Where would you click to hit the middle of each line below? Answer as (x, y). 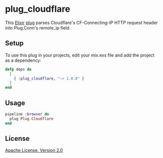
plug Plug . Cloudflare (32, 119)
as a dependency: (23, 60)
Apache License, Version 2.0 (34, 150)
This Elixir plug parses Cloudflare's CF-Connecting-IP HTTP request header (81, 23)
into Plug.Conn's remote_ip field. (38, 27)
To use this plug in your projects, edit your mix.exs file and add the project (80, 55)
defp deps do (18, 69)
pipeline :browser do (27, 114)
